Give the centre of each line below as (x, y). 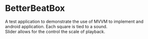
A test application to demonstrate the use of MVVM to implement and (74, 21)
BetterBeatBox (35, 8)
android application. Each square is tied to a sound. (56, 26)
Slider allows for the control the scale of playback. (55, 31)
